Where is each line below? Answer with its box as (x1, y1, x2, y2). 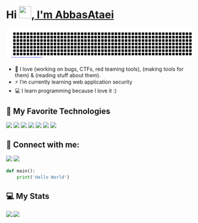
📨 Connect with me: (6, 139, 80, 149)
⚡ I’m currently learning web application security (14, 78, 133, 85)
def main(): (6, 168, 35, 174)
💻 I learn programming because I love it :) (14, 87, 117, 94)
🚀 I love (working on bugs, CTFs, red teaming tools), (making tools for (14, 65, 184, 72)
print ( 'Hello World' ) (16, 174, 70, 181)
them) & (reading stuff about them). (14, 71, 101, 79)
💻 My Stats (6, 191, 49, 201)
